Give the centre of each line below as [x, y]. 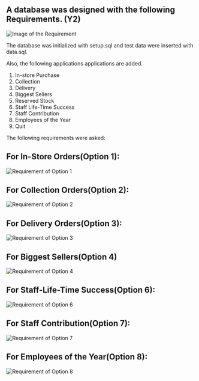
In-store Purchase [37, 75]
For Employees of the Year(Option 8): [77, 357]
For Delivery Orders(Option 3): [64, 223]
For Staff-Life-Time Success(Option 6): [81, 290]
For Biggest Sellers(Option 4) [62, 257]
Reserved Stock [34, 100]
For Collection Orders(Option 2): [68, 190]
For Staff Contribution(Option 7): [68, 324]
